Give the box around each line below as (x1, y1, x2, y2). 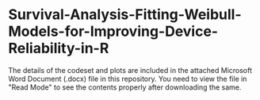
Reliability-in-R (8, 40, 109, 57)
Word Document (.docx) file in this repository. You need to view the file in (8, 74, 247, 83)
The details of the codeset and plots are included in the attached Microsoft (8, 65, 252, 75)
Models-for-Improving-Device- (8, 22, 219, 40)
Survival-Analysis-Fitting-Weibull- (8, 6, 242, 24)
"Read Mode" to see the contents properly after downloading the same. (8, 82, 242, 92)
